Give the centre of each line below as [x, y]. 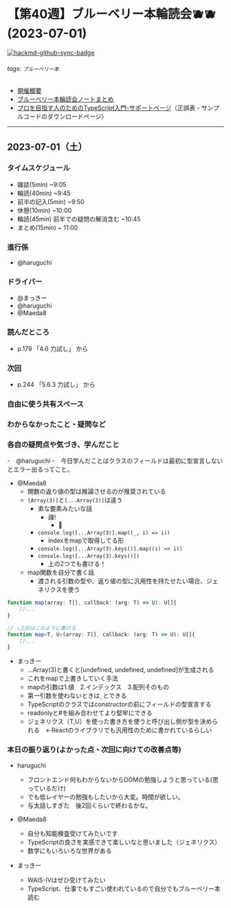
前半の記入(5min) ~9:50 [51, 201]
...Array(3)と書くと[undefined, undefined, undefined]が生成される [121, 670]
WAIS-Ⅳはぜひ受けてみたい [66, 880]
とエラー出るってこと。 [40, 470]
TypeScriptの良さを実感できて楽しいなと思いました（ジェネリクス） [124, 842]
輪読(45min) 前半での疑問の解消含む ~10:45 [79, 219]
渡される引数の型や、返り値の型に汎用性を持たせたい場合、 [122, 581]
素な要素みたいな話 [65, 509]
